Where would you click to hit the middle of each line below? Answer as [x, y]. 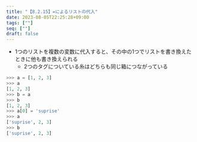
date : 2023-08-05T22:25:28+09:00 [48, 17]
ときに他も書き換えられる [46, 59]
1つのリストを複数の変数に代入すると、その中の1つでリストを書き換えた [103, 52]
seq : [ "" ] [19, 28]
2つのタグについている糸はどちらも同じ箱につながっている [96, 67]
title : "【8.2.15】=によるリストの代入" [52, 12]
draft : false [22, 34]
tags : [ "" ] [20, 23]
